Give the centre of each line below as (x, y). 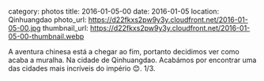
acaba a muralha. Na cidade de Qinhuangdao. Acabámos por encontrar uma (132, 60)
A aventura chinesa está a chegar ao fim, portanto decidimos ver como (124, 52)
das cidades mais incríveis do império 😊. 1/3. (82, 68)
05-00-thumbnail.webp (46, 36)
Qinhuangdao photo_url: (47, 20)
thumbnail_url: (65, 28)
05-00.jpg (25, 28)
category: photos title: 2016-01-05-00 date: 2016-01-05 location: (114, 11)
